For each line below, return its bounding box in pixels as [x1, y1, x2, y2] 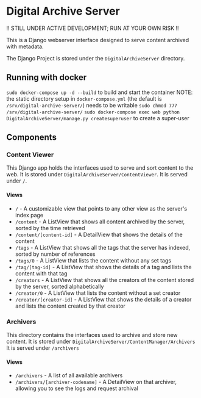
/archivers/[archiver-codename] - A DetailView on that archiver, [15, 378, 177, 386]
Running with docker [6, 72, 87, 83]
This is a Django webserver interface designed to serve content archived [6, 36, 189, 43]
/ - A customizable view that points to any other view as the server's [15, 204, 188, 212]
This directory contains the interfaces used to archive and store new [6, 331, 178, 338]
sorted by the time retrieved [15, 224, 85, 231]
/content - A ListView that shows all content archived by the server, [15, 218, 185, 225]
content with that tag [15, 270, 68, 277]
